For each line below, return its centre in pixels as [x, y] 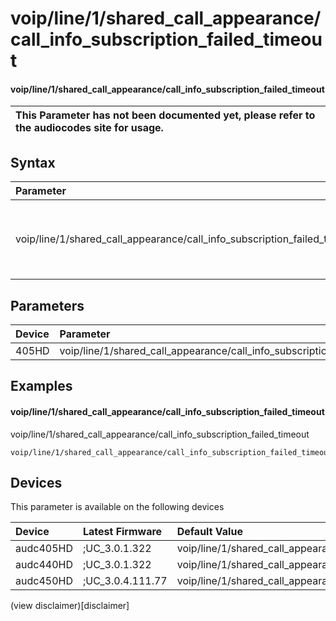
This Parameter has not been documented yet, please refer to [165, 115]
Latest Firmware [122, 532]
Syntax [33, 162]
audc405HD [44, 549]
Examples [41, 386]
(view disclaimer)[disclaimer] [70, 606]
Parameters [47, 305]
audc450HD [44, 581]
